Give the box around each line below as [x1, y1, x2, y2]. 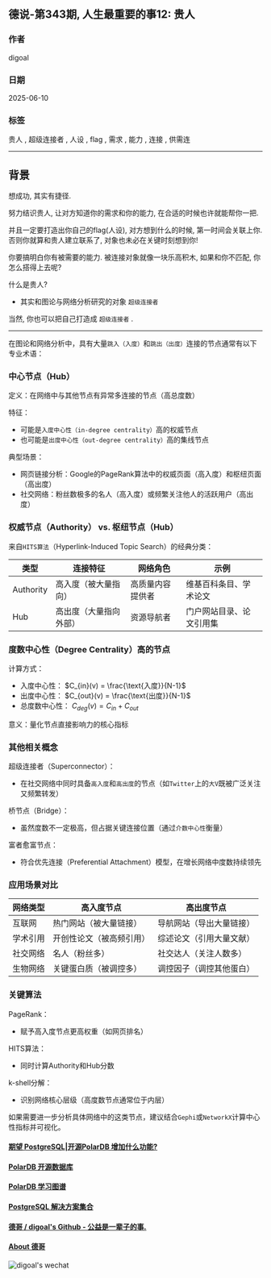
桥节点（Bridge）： [8, 806, 70, 816]
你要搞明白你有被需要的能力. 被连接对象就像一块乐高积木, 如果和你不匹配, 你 [8, 252, 261, 262]
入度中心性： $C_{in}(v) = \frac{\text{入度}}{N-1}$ [19, 681, 186, 690]
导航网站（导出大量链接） [157, 918, 256, 929]
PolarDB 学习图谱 [8, 1182, 67, 1192]
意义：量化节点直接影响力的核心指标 [8, 719, 129, 729]
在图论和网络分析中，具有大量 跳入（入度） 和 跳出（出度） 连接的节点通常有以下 [8, 339, 257, 348]
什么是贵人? [8, 280, 48, 289]
